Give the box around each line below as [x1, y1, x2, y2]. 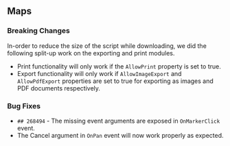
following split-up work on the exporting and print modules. [7, 49, 175, 57]
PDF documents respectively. [16, 84, 101, 92]
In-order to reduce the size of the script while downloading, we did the [7, 41, 207, 50]
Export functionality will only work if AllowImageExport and [16, 69, 182, 77]
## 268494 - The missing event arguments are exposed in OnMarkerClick [16, 117, 220, 125]
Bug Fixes [7, 101, 41, 110]
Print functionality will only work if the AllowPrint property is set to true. [16, 62, 221, 71]
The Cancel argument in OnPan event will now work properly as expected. [16, 131, 225, 139]
